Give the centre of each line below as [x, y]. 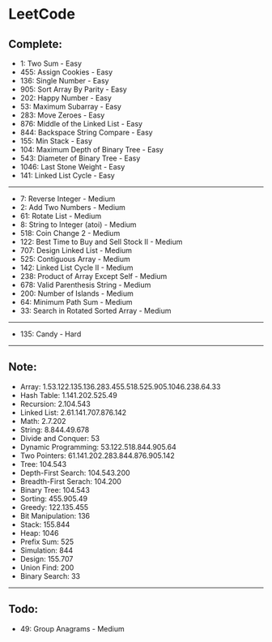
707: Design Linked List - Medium [76, 250]
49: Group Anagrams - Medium [72, 628]
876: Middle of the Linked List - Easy [81, 124]
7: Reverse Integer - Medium [68, 199]
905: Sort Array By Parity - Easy [73, 89]
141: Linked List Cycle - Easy [67, 175]
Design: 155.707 [47, 559]
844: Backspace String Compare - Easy [86, 132]
